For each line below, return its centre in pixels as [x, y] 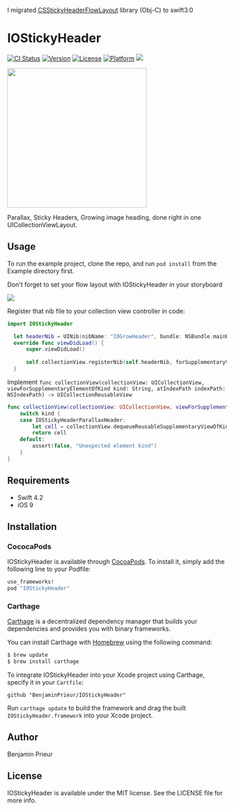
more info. [22, 800]
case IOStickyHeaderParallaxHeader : [73, 420]
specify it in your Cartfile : [45, 682]
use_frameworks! [31, 582]
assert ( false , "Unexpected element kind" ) [95, 446]
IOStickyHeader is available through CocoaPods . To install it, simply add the [116, 562]
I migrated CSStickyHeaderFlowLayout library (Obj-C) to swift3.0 [100, 10]
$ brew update [28, 655]
